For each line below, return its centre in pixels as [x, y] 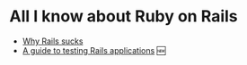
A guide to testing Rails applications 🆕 [94, 50]
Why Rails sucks [53, 41]
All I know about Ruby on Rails [123, 16]
